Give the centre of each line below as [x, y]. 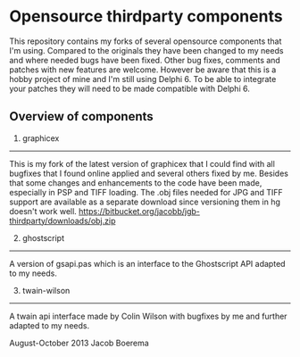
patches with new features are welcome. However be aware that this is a [143, 70]
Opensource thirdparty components [146, 17]
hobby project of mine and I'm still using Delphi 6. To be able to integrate [143, 79]
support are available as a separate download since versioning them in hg [145, 202]
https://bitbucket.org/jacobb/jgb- [140, 211]
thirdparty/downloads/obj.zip [62, 220]
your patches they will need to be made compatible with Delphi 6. [129, 88]
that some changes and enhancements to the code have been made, [136, 183]
